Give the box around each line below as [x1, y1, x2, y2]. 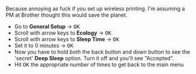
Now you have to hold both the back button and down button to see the [14, 48, 191, 55]
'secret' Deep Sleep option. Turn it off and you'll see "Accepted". [14, 55, 174, 61]
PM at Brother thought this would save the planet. [5, 11, 128, 18]
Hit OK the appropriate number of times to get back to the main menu [14, 61, 184, 68]
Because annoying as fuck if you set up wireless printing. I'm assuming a [5, 5, 185, 12]
